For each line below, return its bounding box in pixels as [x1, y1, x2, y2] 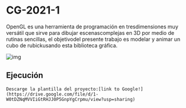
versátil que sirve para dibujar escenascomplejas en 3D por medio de [6, 29, 175, 36]
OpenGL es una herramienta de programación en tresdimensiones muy [6, 23, 178, 30]
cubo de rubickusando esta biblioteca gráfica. [6, 42, 118, 49]
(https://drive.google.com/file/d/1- [6, 91, 99, 97]
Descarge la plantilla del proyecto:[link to [6, 86, 119, 92]
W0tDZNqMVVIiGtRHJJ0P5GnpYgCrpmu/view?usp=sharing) [6, 96, 135, 102]
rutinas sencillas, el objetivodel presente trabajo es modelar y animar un [6, 35, 181, 42]
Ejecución [6, 70, 44, 80]
